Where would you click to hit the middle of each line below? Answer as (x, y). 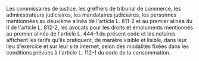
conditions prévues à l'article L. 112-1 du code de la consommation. (88, 52)
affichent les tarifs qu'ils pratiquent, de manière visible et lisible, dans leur (97, 40)
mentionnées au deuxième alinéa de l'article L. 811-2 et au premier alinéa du (99, 21)
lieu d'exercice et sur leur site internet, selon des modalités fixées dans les (98, 46)
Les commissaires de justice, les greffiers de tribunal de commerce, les (94, 9)
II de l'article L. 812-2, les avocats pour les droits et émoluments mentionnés (100, 27)
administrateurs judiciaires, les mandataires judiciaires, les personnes (91, 15)
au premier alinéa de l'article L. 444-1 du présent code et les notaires (91, 34)
